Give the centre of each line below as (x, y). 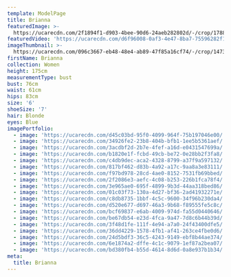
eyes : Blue (23, 122)
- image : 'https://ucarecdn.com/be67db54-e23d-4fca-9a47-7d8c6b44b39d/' (120, 218)
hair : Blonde (26, 115)
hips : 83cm (23, 97)
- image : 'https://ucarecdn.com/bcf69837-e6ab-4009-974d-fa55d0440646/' (120, 212)
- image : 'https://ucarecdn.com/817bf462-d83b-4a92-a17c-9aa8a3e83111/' (120, 167)
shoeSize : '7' (27, 109)
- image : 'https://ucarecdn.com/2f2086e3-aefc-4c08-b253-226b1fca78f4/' (120, 179)
